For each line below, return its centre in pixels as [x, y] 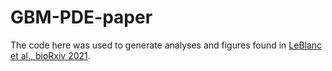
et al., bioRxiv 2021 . [50, 55]
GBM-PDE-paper [81, 17]
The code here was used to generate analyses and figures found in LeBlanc [166, 45]
